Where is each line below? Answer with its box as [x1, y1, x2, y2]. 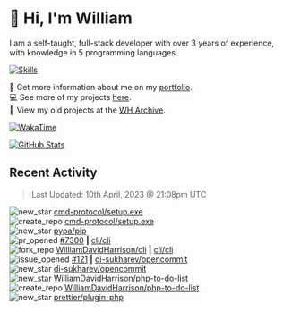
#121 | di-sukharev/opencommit [71, 254, 188, 265]
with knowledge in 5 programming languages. [9, 46, 178, 57]
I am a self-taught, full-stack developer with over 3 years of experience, [9, 38, 275, 48]
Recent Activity [9, 165, 98, 181]
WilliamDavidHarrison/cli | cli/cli [56, 244, 174, 255]
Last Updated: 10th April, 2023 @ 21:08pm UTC [30, 189, 207, 199]
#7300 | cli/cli [59, 234, 111, 245]
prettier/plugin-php [53, 291, 124, 302]
